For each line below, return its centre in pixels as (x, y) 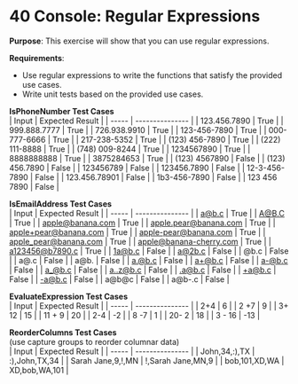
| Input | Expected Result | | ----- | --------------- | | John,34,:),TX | (132, 351)
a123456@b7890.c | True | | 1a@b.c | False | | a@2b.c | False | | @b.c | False (149, 251)
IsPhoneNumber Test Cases (62, 111)
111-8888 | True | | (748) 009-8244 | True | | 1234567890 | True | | (130, 149)
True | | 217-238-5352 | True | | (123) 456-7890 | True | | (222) (167, 139)
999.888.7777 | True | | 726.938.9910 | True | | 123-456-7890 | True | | (138, 129)
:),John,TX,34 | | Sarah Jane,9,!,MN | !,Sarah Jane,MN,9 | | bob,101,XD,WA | (147, 360)
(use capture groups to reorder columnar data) (94, 341)
